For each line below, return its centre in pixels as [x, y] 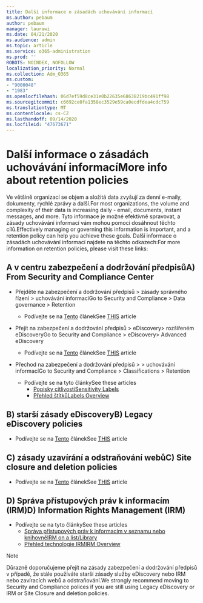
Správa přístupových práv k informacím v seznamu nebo [95, 531]
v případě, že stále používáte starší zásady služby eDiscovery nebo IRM [96, 574]
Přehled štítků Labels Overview [71, 395]
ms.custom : [20, 79]
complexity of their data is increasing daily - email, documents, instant [94, 210]
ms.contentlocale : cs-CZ [38, 113]
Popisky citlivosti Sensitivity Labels [76, 389]
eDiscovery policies [45, 424]
